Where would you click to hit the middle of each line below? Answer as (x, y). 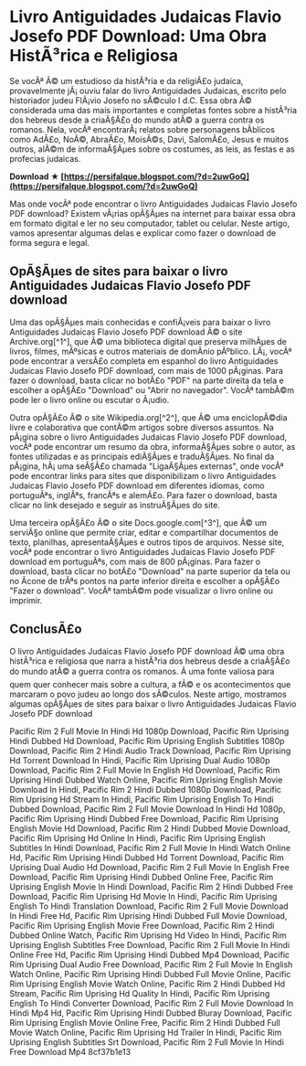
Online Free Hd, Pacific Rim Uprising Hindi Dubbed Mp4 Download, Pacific (150, 954)
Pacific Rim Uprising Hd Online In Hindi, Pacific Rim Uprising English (138, 837)
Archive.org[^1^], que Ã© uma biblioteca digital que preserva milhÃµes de (148, 341)
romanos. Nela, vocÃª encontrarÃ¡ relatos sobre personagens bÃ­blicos (142, 129)
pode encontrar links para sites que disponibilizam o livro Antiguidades (143, 475)
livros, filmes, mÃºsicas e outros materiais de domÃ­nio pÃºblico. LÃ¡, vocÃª (151, 351)
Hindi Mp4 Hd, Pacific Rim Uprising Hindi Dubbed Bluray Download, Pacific (151, 1013)
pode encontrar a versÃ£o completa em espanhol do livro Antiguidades (144, 361)
